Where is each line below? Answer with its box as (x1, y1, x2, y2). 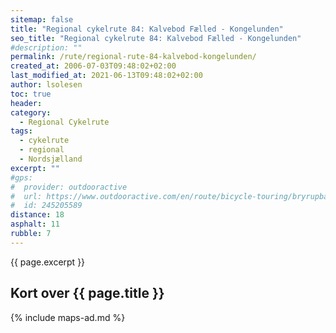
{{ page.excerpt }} (10, 256, 86, 268)
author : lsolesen (10, 80, 83, 90)
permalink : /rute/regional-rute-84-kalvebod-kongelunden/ (10, 52, 257, 62)
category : (10, 107, 52, 118)
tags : (10, 126, 33, 136)
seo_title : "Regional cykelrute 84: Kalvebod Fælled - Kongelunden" (10, 33, 302, 43)
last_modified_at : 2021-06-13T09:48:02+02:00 (10, 71, 203, 81)
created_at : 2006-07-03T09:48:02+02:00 (10, 61, 177, 71)
